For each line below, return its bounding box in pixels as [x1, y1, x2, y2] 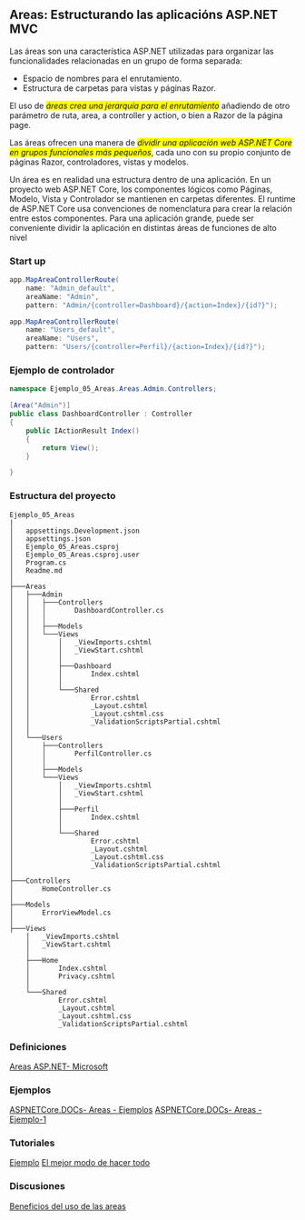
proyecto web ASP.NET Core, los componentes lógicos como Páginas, [9, 184, 273, 195]
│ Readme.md [9, 565, 64, 575]
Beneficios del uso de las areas [9, 1200, 127, 1212]
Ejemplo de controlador [9, 364, 115, 376]
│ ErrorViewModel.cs [9, 908, 112, 917]
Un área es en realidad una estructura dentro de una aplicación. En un [9, 174, 271, 185]
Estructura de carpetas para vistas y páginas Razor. [22, 82, 216, 94]
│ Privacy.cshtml [25, 972, 116, 981]
